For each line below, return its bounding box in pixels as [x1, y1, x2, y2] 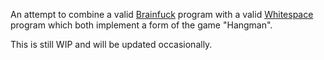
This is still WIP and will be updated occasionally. [10, 39, 213, 50]
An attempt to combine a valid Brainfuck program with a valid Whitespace [10, 9, 314, 20]
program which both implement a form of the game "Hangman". [10, 19, 273, 31]
